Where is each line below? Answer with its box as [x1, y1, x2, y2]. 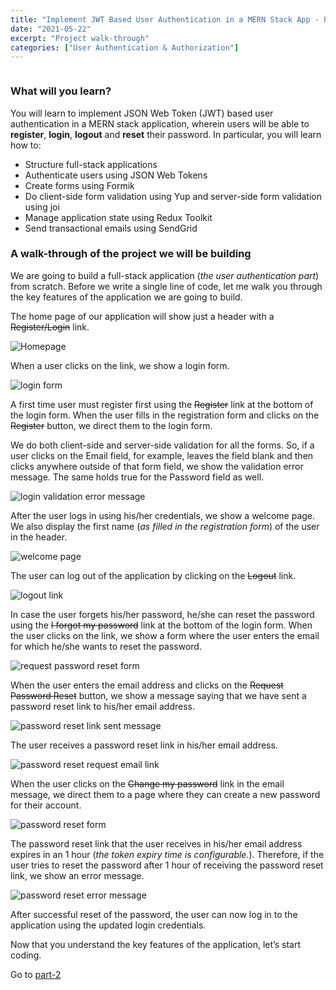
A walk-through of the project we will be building [10, 247, 252, 261]
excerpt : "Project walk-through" [10, 33, 150, 43]
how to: [10, 139, 42, 151]
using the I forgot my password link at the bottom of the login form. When [10, 619, 313, 631]
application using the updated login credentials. [10, 919, 207, 931]
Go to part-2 [10, 968, 62, 980]
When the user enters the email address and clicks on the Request [10, 679, 284, 691]
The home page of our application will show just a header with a [10, 310, 275, 322]
